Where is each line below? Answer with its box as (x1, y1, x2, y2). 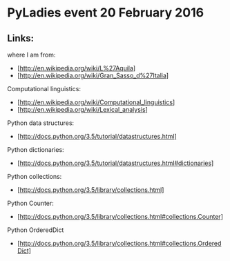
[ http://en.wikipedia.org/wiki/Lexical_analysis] (17, 106, 148, 113)
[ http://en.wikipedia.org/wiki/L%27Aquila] (17, 64, 136, 72)
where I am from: (7, 50, 56, 59)
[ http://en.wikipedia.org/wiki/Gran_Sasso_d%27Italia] (17, 71, 169, 79)
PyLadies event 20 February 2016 (7, 5, 204, 21)
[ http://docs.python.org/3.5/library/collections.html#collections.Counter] (17, 213, 223, 220)
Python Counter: (7, 199, 54, 207)
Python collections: (7, 173, 62, 180)
